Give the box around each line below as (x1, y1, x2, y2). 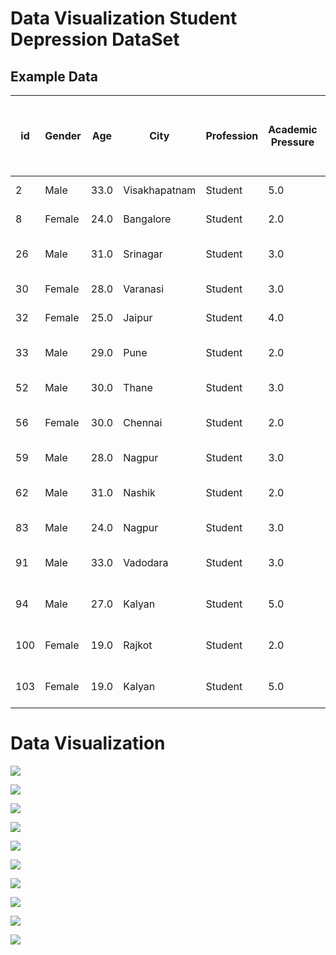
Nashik (123, 486, 156, 499)
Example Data (10, 68, 99, 85)
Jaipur (123, 311, 153, 324)
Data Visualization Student (10, 7, 238, 30)
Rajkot (123, 638, 153, 652)
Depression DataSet (10, 28, 180, 51)
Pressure (270, 135, 315, 149)
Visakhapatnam (123, 183, 197, 197)
